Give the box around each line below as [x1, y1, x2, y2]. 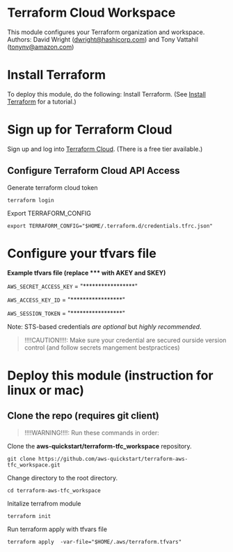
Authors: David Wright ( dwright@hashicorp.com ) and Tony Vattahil [7, 35, 198, 43]
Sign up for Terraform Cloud [7, 122, 172, 138]
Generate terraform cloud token [7, 183, 99, 192]
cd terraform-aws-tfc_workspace [7, 487, 101, 494]
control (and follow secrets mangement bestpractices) [24, 343, 180, 352]
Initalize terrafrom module [7, 499, 81, 508]
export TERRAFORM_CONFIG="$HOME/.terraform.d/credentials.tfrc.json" [7, 222, 214, 229]
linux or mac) [7, 382, 85, 398]
